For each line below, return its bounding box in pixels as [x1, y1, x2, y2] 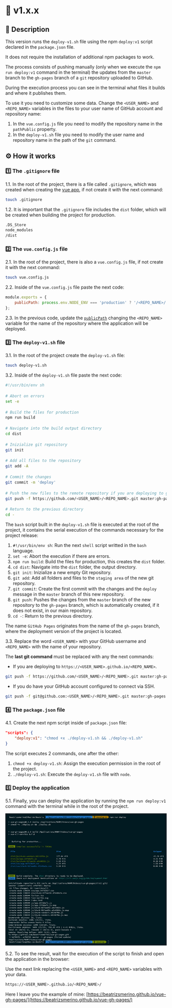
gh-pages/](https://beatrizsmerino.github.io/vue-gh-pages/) [5, 996, 133, 1002]
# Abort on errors [5, 393, 45, 399]
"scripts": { [5, 730, 33, 736]
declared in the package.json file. [5, 44, 75, 50]
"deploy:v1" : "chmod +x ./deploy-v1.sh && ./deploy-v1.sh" [14, 735, 143, 741]
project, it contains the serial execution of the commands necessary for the [5, 527, 164, 533]
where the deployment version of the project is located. [5, 628, 122, 634]
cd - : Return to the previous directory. [12, 613, 93, 619]
